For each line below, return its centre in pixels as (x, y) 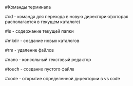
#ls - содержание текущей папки (39, 31)
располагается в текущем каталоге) (43, 22)
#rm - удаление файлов (29, 50)
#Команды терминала (28, 7)
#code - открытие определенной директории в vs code (63, 78)
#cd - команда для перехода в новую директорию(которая (67, 16)
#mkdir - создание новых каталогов (42, 41)
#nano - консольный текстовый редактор (48, 60)
